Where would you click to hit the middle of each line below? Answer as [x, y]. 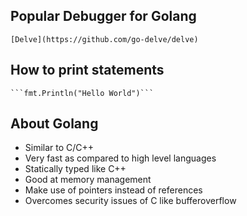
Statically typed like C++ [75, 169]
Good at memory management [88, 180]
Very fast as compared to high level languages [120, 158]
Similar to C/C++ [59, 148]
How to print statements [87, 70]
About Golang [54, 124]
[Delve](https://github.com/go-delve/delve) [104, 39]
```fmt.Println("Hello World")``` [82, 93]
